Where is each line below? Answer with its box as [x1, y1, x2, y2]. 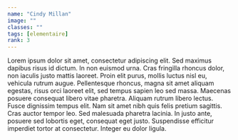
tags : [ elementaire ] [7, 30, 69, 38]
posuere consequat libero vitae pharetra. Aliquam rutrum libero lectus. [7, 94, 214, 103]
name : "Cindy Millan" [7, 10, 72, 18]
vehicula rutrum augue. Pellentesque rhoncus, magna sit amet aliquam [7, 79, 214, 87]
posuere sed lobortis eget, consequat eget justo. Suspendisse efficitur [7, 117, 214, 125]
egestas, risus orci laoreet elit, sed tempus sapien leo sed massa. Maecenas [7, 87, 232, 95]
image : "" [7, 17, 37, 24]
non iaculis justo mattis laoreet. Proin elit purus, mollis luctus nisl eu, [7, 72, 207, 80]
